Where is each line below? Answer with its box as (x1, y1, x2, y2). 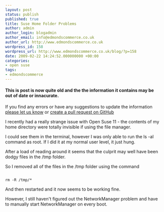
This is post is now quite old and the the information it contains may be (5, 88, 154, 94)
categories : (5, 58, 30, 63)
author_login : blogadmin (5, 30, 57, 35)
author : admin (5, 26, 35, 31)
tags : (5, 68, 16, 73)
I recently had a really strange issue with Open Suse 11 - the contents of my (5, 119, 160, 125)
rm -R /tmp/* (5, 178, 32, 183)
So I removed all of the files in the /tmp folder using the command (5, 164, 140, 170)
